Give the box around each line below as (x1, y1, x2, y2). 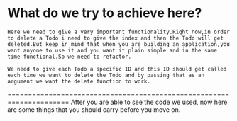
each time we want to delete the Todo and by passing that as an (7, 71, 204, 79)
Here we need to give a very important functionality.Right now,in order (7, 28, 231, 35)
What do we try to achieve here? (7, 5, 202, 21)
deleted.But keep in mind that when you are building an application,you (7, 40, 231, 47)
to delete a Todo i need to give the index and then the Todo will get (7, 34, 224, 42)
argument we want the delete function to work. (7, 78, 151, 85)
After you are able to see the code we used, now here (70, 98, 228, 106)
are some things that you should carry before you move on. (7, 105, 181, 114)
